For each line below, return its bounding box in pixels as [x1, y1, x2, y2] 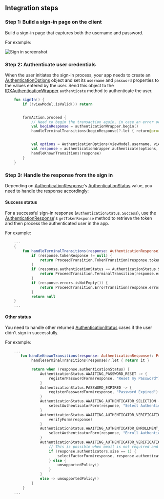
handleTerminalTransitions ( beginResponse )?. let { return [31, 128, 150, 134]
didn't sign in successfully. [5, 330, 59, 336]
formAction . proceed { [22, 115, 67, 120]
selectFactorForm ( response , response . [57, 453, 137, 458]
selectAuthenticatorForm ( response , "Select [48, 403, 139, 408]
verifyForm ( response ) [48, 417, 93, 422]
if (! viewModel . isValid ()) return [22, 101, 93, 107]
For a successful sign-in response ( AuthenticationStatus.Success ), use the [5, 210, 156, 216]
